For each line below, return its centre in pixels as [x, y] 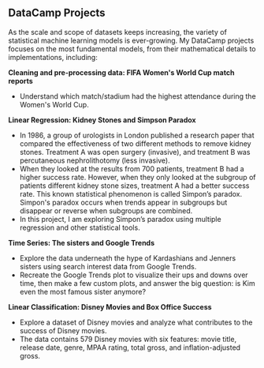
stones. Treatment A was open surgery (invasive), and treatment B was [135, 152]
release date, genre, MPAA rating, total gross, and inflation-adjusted [130, 347]
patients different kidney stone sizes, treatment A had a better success [134, 186]
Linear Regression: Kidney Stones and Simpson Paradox [102, 120]
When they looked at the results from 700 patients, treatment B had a [132, 168]
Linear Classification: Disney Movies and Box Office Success [110, 306]
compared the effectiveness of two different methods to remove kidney [135, 143]
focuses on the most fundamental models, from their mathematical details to [132, 49]
